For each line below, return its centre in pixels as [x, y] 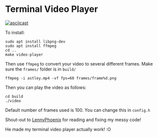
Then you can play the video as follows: [46, 87]
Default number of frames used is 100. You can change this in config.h [78, 110]
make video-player [24, 55]
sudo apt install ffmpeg [31, 46]
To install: [15, 32]
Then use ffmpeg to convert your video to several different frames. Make [79, 64]
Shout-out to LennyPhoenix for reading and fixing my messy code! [73, 120]
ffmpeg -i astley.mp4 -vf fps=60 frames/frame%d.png [61, 78]
